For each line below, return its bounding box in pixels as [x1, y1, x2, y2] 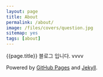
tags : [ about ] [6, 36, 41, 41]
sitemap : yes [6, 30, 38, 36]
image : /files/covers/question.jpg [6, 24, 94, 31]
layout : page [6, 8, 38, 15]
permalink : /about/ [6, 19, 54, 25]
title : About [6, 14, 38, 20]
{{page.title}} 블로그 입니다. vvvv [6, 52, 84, 59]
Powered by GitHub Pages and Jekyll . [6, 64, 98, 71]
